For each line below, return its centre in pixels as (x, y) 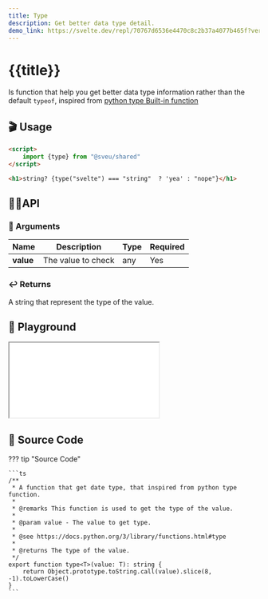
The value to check (79, 261)
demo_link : (26, 30)
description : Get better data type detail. (82, 23)
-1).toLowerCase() (39, 579)
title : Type (28, 16)
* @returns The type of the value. (71, 551)
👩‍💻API (24, 204)
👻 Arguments (34, 226)
